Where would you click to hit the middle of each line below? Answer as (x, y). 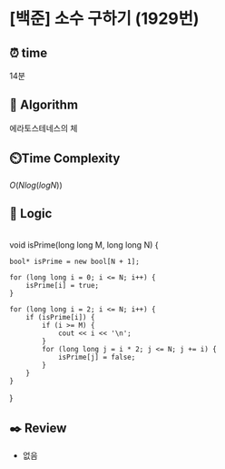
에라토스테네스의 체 (44, 127)
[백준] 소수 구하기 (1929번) (104, 19)
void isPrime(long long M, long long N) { (84, 245)
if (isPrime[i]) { (60, 318)
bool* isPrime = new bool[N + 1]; (75, 262)
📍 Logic (31, 214)
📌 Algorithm (44, 105)
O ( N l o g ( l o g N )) (36, 185)
